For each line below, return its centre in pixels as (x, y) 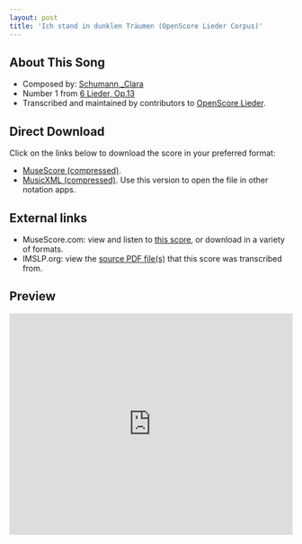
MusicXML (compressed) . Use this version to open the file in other (145, 180)
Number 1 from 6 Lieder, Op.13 (78, 94)
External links (49, 218)
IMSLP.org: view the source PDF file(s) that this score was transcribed (152, 258)
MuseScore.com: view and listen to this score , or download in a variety (154, 239)
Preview (33, 296)
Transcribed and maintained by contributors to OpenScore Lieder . (144, 103)
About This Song (58, 62)
